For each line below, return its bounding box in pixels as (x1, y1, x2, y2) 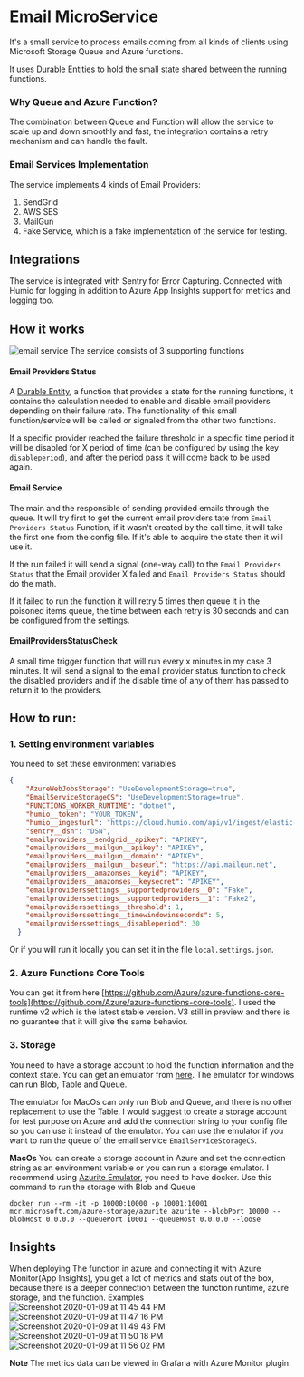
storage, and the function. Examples (9, 1292, 145, 1303)
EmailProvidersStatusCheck (9, 635, 118, 646)
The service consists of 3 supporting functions (70, 345, 245, 356)
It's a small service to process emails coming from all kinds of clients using (9, 36, 289, 47)
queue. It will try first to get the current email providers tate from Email (9, 512, 271, 523)
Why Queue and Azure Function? (9, 95, 158, 108)
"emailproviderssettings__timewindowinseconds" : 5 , (25, 911, 224, 920)
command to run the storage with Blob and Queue (9, 1181, 196, 1192)
